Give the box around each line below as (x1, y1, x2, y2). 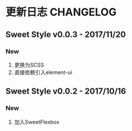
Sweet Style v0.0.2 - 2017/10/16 (5, 87, 126, 97)
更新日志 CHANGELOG (5, 5, 117, 19)
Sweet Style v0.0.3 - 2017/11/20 (5, 29, 126, 39)
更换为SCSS (14, 61, 44, 68)
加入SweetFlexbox (14, 118, 60, 125)
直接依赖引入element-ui (14, 69, 73, 76)
